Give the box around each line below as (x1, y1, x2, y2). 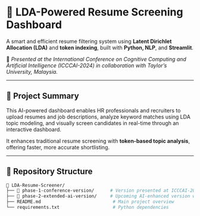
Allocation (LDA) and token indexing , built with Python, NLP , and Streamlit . (6, 44, 193, 51)
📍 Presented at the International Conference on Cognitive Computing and (6, 55, 186, 62)
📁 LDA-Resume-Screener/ (6, 182, 65, 188)
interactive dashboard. (6, 126, 61, 133)
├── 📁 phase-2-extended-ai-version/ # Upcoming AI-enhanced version (6, 193, 190, 199)
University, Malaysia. (6, 68, 58, 75)
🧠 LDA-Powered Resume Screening (6, 5, 183, 19)
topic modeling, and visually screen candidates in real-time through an (6, 119, 179, 127)
